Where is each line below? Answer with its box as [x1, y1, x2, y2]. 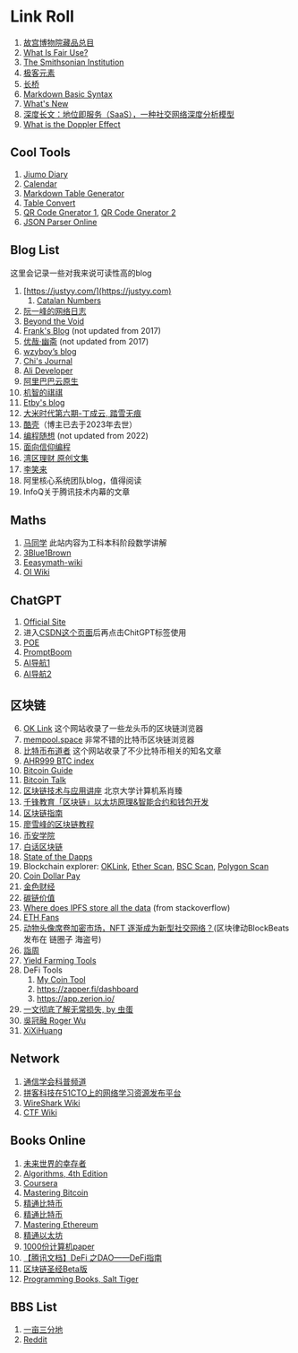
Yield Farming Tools [22, 956, 97, 965]
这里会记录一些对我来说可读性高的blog [10, 267, 152, 278]
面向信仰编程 [22, 441, 71, 452]
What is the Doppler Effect [22, 118, 121, 129]
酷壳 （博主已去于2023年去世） [22, 419, 138, 430]
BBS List [10, 1299, 57, 1315]
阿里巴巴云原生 [22, 375, 79, 387]
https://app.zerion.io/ [36, 993, 115, 1004]
